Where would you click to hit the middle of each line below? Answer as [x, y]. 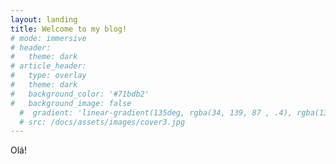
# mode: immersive [48, 38]
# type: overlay [48, 76]
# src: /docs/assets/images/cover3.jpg [102, 122]
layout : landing [44, 19]
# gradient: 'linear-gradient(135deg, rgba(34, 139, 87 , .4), [156, 112]
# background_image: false [71, 103]
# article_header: [48, 66]
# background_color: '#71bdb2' [80, 94]
